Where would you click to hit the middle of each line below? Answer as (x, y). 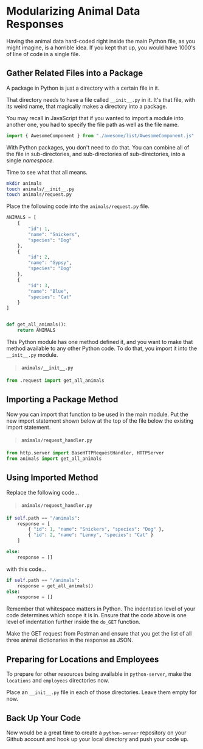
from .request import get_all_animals (55, 381)
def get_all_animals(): (36, 324)
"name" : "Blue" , (49, 291)
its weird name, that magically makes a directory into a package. (87, 106)
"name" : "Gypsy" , (50, 263)
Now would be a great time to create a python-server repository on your (96, 733)
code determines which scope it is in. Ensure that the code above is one (96, 615)
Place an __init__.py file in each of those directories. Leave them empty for (101, 692)
